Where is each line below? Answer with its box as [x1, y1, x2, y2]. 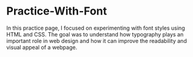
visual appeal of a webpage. [6, 44, 78, 51]
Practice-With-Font [6, 4, 107, 18]
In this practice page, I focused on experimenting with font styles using [6, 24, 185, 32]
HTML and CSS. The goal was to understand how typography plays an [6, 30, 184, 38]
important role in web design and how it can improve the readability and [6, 37, 188, 44]
